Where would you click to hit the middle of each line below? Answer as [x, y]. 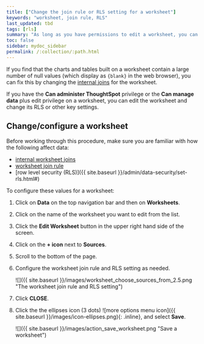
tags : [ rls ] [21, 29]
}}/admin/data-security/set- [152, 172]
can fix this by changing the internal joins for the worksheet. [82, 82]
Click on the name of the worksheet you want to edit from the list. [97, 214]
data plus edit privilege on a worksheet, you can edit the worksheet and [97, 100]
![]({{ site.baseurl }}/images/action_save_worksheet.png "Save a [96, 328]
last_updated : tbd [30, 23]
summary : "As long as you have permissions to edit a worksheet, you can [102, 35]
